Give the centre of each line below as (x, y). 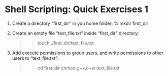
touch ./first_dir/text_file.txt (66, 43)
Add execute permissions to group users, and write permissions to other (88, 53)
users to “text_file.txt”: (35, 58)
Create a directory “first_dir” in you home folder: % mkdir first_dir (80, 23)
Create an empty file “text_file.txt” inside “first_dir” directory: (75, 33)
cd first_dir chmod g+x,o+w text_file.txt (78, 68)
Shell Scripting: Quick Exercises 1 (76, 9)
